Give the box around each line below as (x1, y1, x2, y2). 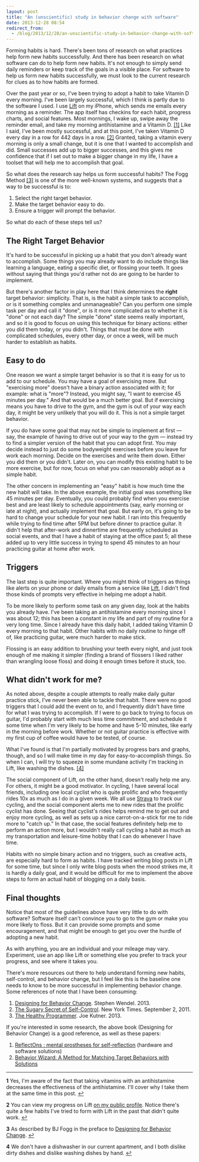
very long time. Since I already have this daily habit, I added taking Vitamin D (6, 621, 193, 628)
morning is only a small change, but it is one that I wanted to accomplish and (6, 140, 193, 147)
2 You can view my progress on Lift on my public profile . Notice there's (6, 1102, 179, 1109)
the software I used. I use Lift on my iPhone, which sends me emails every (6, 102, 187, 110)
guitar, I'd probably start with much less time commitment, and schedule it (6, 716, 187, 723)
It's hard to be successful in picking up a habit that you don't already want (6, 251, 187, 258)
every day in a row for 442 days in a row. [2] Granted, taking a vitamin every (6, 134, 192, 141)
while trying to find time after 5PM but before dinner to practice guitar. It (6, 520, 182, 527)
